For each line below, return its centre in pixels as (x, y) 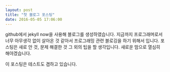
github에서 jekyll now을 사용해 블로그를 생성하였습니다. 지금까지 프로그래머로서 (84, 34)
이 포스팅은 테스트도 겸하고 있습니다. (41, 64)
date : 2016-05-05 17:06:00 (34, 19)
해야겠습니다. (18, 53)
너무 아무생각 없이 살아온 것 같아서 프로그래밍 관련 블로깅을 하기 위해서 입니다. (82, 41)
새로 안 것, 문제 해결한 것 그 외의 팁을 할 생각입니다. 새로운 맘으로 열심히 (90, 47)
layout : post (19, 10)
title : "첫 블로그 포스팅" (30, 15)
